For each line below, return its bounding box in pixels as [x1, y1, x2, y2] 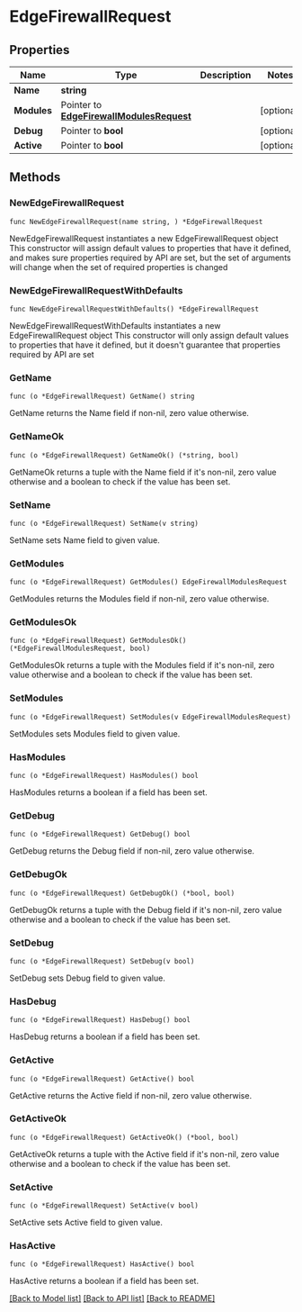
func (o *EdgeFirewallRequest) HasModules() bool [9, 772, 200, 781]
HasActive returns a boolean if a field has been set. [9, 1276, 200, 1287]
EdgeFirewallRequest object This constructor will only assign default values [9, 330, 289, 340]
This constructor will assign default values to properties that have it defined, [9, 242, 292, 253]
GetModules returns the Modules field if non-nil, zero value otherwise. [9, 593, 270, 604]
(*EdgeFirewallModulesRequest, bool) [9, 644, 151, 654]
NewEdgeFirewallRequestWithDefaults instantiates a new [9, 320, 221, 330]
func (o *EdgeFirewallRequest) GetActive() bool [9, 1074, 195, 1083]
